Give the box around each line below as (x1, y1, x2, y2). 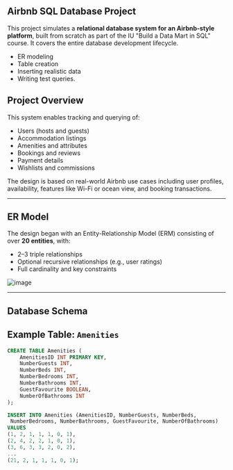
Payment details (17, 156, 64, 164)
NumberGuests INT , (19, 360, 73, 367)
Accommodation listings (17, 133, 87, 142)
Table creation (17, 59, 59, 68)
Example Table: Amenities (7, 329, 119, 341)
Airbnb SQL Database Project (7, 6, 137, 17)
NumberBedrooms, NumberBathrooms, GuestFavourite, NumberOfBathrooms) (10, 418, 218, 425)
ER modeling (17, 52, 54, 60)
